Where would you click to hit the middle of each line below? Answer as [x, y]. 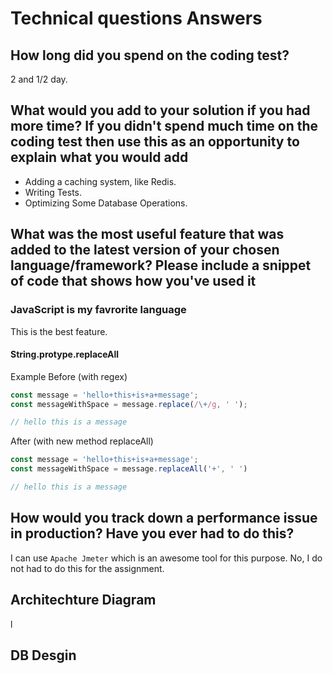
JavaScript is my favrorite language [98, 310]
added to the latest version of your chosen [145, 250]
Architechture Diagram [83, 600]
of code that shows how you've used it [133, 281]
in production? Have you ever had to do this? [152, 533]
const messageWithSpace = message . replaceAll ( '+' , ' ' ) [129, 469]
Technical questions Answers [136, 18]
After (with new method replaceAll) [82, 441]
